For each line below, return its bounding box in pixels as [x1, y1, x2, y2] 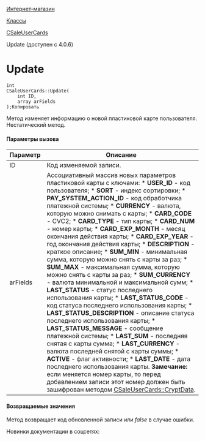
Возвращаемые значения [6, 402, 75, 410]
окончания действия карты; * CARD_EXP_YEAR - [46, 232, 194, 241]
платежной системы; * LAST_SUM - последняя [46, 332, 188, 341]
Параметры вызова [6, 135, 59, 143]
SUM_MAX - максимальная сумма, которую [46, 263, 180, 271]
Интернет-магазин [6, 6, 55, 12]
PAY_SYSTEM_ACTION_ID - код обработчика [46, 194, 182, 203]
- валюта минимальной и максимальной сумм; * [46, 278, 194, 287]
